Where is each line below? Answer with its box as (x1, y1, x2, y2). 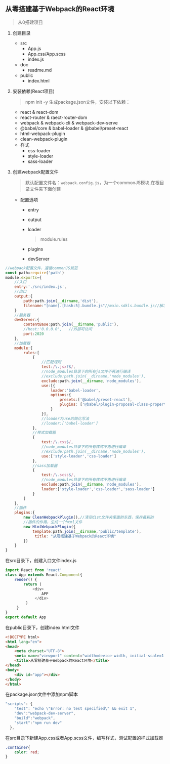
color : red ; (14, 749, 39, 755)
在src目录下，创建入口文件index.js (5, 558, 77, 564)
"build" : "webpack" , (14, 715, 56, 721)
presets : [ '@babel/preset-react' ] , (59, 397, 133, 402)
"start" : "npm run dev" (14, 720, 62, 725)
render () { (14, 577, 37, 582)
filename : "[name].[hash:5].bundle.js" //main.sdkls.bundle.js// (23, 303, 159, 308)
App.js (27, 45, 41, 52)
